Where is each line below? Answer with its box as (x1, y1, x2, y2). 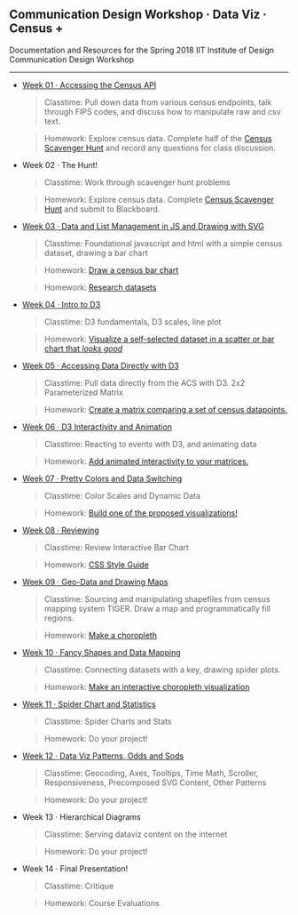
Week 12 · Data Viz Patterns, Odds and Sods (21, 750, 184, 761)
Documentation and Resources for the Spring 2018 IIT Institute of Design (9, 44, 275, 55)
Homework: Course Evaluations (43, 897, 160, 908)
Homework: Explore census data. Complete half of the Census (43, 132, 272, 143)
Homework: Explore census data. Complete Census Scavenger (43, 194, 275, 205)
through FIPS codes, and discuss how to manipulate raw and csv (43, 106, 281, 116)
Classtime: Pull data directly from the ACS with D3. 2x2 (43, 377, 246, 388)
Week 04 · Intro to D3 (21, 299, 101, 309)
